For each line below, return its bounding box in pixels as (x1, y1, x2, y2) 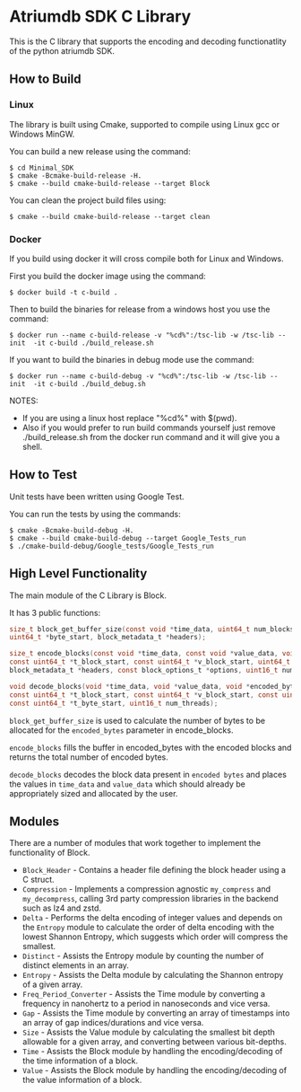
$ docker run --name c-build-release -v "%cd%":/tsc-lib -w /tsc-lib (9, 330, 275, 339)
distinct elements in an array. (21, 960, 130, 971)
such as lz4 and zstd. (21, 903, 101, 913)
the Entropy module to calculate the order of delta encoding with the (21, 922, 275, 933)
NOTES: (9, 395, 39, 406)
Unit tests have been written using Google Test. (9, 491, 185, 502)
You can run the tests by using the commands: (9, 508, 181, 519)
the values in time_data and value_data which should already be (9, 779, 246, 789)
